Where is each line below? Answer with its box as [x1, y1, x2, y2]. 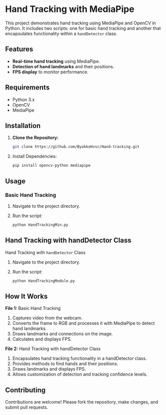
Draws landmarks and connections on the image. [12, 331, 113, 337]
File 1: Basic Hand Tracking [5, 305, 61, 311]
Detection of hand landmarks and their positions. [12, 63, 114, 69]
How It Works [5, 292, 48, 300]
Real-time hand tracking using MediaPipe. [12, 58, 100, 64]
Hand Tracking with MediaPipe [5, 3, 135, 15]
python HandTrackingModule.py [12, 278, 76, 283]
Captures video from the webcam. [12, 315, 83, 321]
